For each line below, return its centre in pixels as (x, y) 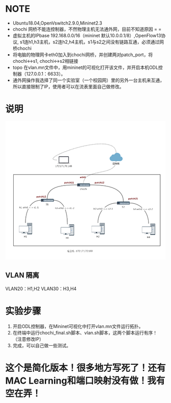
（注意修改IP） (28, 339)
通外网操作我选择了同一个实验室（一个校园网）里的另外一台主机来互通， (88, 80)
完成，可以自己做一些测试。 (42, 345)
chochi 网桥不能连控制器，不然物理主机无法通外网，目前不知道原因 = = (87, 29)
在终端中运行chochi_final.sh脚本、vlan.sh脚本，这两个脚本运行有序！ (85, 333)
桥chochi (22, 48)
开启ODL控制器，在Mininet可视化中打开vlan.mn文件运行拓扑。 (78, 326)
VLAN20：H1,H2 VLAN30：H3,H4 (41, 289)
